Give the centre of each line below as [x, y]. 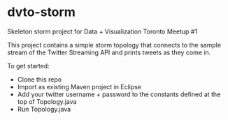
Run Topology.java [44, 109]
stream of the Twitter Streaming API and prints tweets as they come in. [109, 52]
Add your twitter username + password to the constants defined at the [119, 94]
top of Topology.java [47, 101]
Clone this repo [39, 79]
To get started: [29, 66]
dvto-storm [41, 12]
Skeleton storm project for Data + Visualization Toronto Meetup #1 [102, 31]
